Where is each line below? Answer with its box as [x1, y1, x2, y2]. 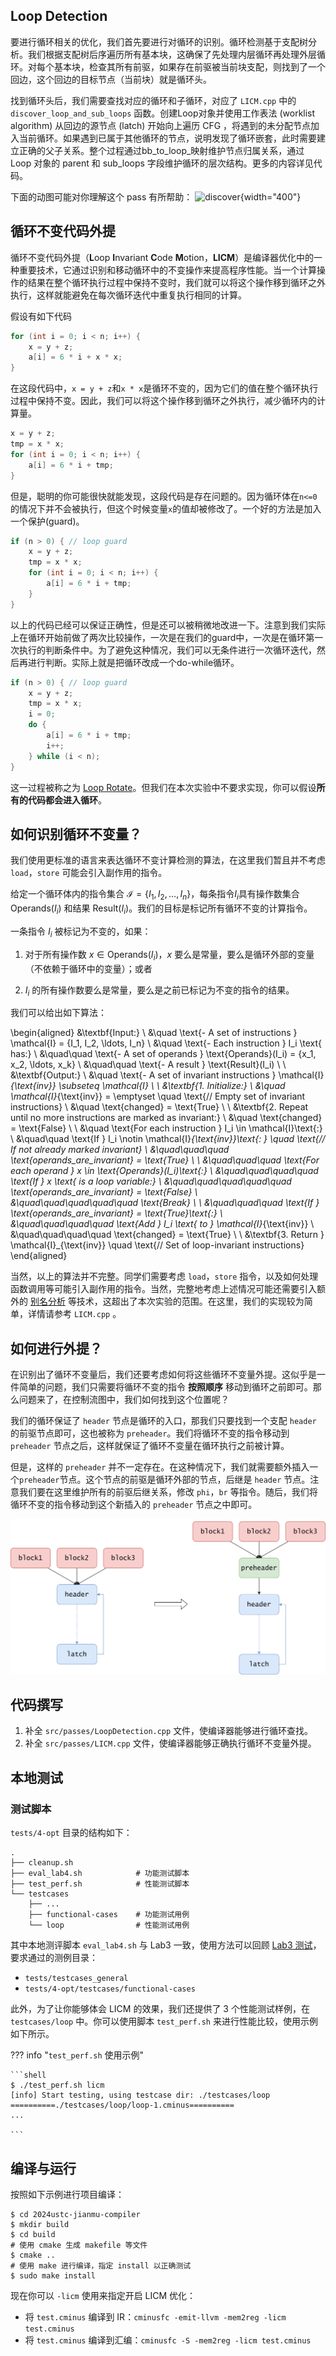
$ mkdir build [10, 2219, 70, 2229]
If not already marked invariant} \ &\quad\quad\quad [10, 1144, 230, 1156]
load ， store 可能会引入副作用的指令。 [10, 867, 168, 879]
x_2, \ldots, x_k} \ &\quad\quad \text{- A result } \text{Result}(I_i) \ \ [10, 1059, 287, 1071]
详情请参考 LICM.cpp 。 [27, 1308, 122, 1320]
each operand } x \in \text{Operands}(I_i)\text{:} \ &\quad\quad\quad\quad [10, 1165, 319, 1177]
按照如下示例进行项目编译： [10, 2188, 125, 2200]
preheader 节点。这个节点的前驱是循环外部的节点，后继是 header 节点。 [19, 1474, 311, 1486]
